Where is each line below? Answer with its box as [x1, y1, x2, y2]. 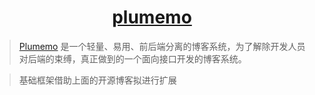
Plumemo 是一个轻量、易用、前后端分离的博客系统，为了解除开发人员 [18, 40, 306, 52]
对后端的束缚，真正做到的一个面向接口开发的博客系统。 [18, 52, 247, 65]
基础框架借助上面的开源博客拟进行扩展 [18, 74, 177, 86]
